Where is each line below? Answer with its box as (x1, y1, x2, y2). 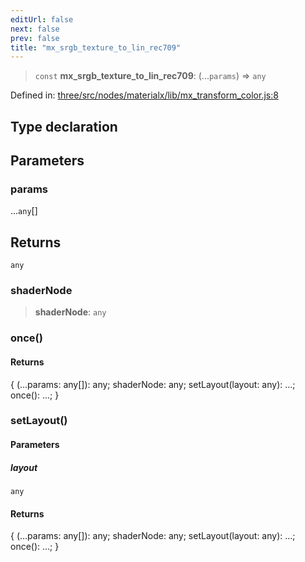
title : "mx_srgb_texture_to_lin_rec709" (10, 42, 182, 53)
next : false (10, 24, 60, 34)
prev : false (10, 33, 60, 43)
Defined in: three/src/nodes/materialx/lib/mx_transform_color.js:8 (10, 89, 279, 101)
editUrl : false (10, 14, 74, 25)
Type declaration (10, 118, 118, 135)
